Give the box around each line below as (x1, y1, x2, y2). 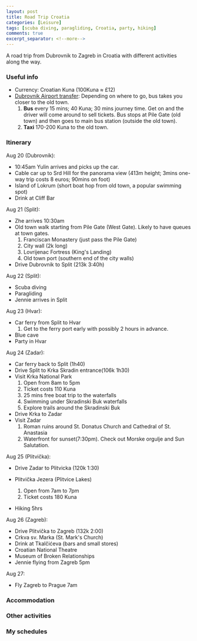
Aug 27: (6, 570, 25, 577)
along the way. (6, 58, 42, 65)
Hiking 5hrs (14, 505, 43, 512)
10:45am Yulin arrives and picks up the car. (14, 163, 119, 170)
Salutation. (23, 441, 50, 448)
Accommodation (6, 596, 55, 604)
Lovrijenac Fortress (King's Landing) (23, 248, 112, 256)
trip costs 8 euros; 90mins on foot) (26, 176, 111, 183)
